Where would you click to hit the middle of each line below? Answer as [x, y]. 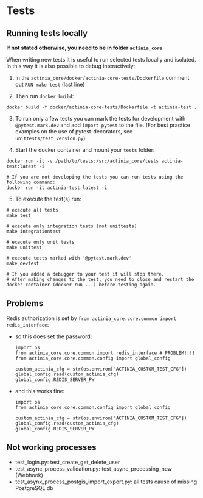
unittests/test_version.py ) [50, 138]
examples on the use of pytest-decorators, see [74, 131]
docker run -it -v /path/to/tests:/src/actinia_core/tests [83, 161]
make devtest [23, 263]
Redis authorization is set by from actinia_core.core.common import [91, 318]
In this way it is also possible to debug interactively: [71, 66]
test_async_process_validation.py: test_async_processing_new [93, 468]
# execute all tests [33, 210]
